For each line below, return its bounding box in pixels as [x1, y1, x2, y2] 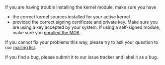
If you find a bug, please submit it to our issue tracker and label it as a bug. [5, 54, 158, 60]
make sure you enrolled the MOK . [12, 30, 81, 35]
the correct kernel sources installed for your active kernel [12, 14, 130, 19]
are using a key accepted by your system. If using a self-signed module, [12, 24, 161, 30]
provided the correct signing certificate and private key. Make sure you [12, 19, 158, 25]
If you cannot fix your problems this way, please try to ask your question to [5, 39, 159, 45]
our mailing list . [5, 45, 36, 50]
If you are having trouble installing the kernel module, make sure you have [5, 4, 157, 10]
